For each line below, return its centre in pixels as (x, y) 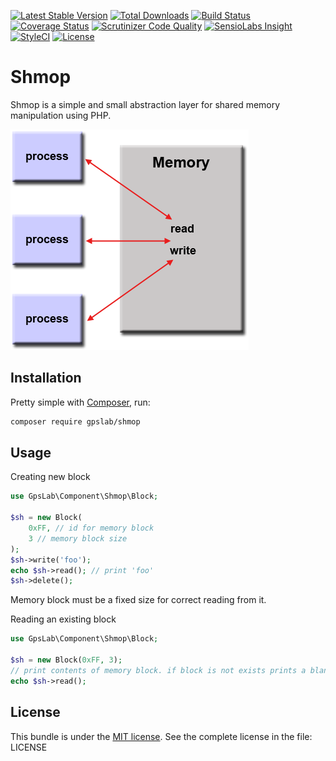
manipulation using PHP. (61, 115)
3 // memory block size (78, 538)
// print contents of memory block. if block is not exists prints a (158, 670)
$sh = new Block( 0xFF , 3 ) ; (66, 660)
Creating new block (50, 477)
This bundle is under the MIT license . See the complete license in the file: (161, 736)
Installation (46, 378)
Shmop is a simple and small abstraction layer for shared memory (145, 104)
